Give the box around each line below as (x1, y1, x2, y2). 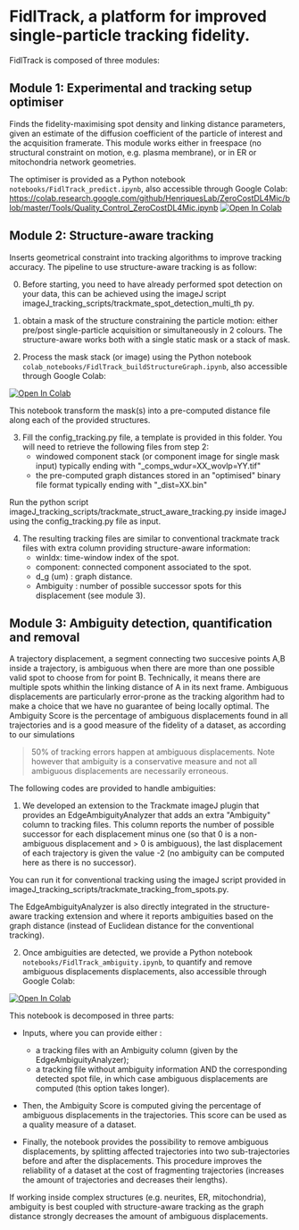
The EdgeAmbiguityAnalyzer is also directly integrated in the (9, 901, 232, 913)
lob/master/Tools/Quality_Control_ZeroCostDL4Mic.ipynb (9, 202, 219, 213)
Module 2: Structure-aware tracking (9, 228, 214, 243)
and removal (9, 629, 80, 644)
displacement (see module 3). (35, 590, 145, 601)
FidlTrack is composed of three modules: (9, 55, 161, 65)
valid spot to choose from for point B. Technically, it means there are (9, 672, 261, 683)
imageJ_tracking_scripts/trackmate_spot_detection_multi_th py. (21, 298, 254, 308)
